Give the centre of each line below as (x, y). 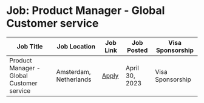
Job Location (76, 46)
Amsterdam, (73, 71)
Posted (138, 50)
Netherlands (74, 79)
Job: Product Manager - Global (86, 11)
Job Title (30, 46)
